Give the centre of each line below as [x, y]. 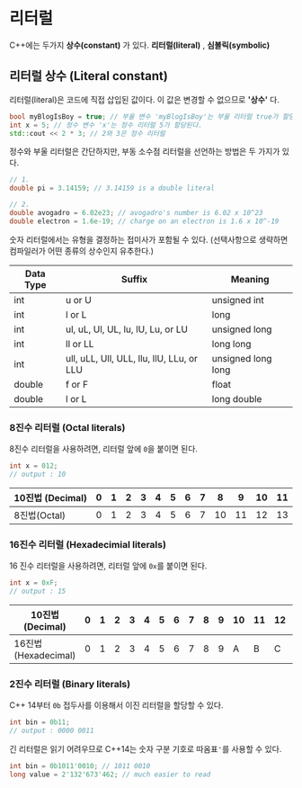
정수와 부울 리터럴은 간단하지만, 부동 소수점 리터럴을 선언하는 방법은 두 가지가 [145, 152]
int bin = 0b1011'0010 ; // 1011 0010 [80, 766]
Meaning [250, 279]
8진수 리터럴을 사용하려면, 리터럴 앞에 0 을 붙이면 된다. [103, 449]
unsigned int [238, 300]
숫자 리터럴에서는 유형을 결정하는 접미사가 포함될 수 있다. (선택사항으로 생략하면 [149, 239]
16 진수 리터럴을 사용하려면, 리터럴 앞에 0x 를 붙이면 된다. [108, 566]
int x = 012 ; [34, 466]
